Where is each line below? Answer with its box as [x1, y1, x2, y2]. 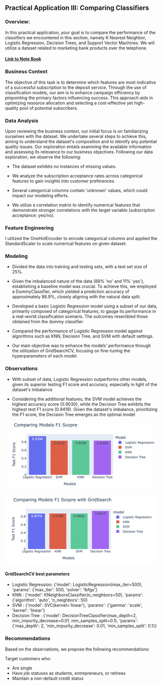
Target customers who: [5, 655, 51, 661]
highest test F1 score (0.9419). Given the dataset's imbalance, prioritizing [12, 406, 158, 412]
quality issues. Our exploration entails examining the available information [5, 143, 152, 150]
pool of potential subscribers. [19, 105, 78, 111]
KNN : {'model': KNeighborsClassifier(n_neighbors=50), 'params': [12, 592, 144, 598]
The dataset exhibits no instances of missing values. [12, 163, 117, 169]
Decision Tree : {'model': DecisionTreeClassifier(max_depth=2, [12, 613, 137, 618]
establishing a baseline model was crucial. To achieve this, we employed [12, 284, 157, 290]
